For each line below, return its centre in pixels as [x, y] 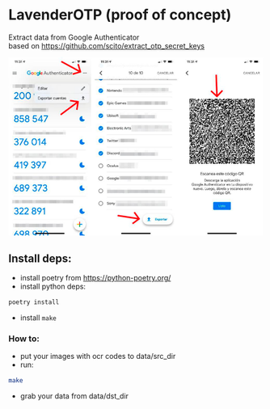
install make [38, 318]
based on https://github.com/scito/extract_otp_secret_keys [106, 45]
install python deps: [53, 287]
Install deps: [40, 258]
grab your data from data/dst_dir [74, 396]
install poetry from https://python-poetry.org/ [95, 278]
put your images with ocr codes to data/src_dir [98, 356]
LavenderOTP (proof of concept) [120, 15]
